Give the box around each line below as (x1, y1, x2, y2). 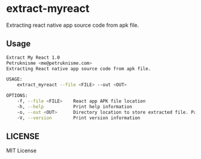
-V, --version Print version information (17, 115, 141, 121)
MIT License (6, 147, 37, 154)
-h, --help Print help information (17, 104, 133, 110)
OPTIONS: (6, 93, 28, 99)
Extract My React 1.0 (6, 54, 60, 61)
